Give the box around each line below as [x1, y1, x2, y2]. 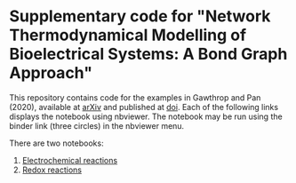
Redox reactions [21, 164, 83, 175]
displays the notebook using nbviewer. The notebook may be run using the [9, 111, 283, 122]
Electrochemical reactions [21, 155, 118, 165]
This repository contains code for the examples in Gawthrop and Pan [9, 91, 261, 103]
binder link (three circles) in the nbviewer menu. [9, 120, 185, 131]
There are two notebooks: [9, 138, 104, 148]
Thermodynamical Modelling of [9, 25, 247, 45]
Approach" [9, 63, 93, 84]
